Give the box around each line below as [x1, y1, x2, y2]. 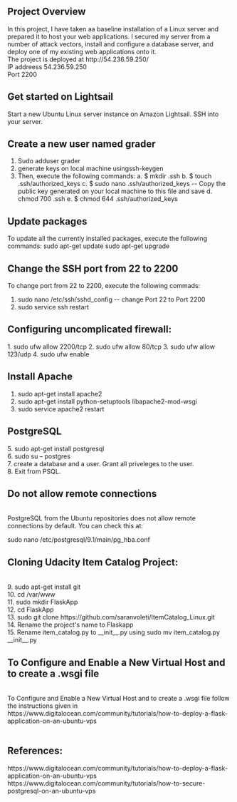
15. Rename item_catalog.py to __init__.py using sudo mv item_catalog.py [7, 628, 221, 637]
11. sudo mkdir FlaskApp [7, 598, 78, 607]
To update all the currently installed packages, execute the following [7, 235, 208, 243]
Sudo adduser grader [17, 157, 80, 165]
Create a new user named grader [7, 138, 156, 150]
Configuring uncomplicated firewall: [7, 324, 172, 336]
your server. [7, 117, 43, 125]
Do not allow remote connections [7, 488, 157, 500]
